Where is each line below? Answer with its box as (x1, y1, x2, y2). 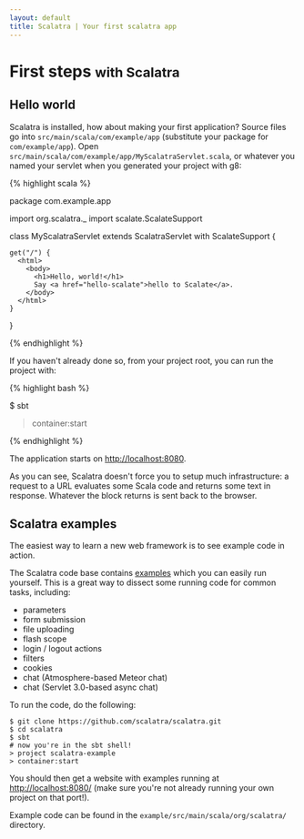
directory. (9, 820, 46, 831)
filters (22, 652, 46, 664)
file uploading (22, 624, 75, 635)
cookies (22, 662, 53, 673)
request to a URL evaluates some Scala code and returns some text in (9, 480, 271, 491)
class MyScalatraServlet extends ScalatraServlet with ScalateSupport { (9, 230, 276, 241)
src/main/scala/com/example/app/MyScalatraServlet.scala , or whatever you (9, 150, 296, 161)
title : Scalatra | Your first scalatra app (9, 22, 177, 31)
